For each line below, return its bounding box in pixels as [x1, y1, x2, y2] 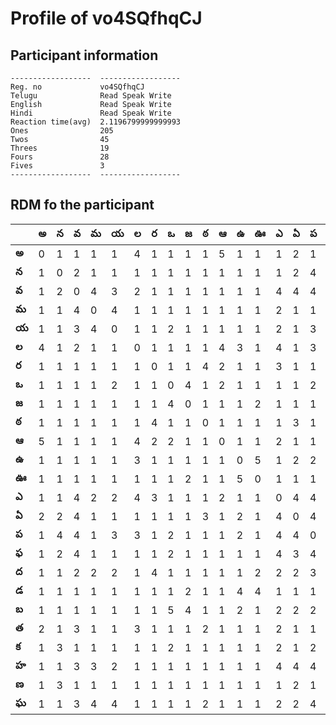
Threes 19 [10, 143, 110, 153]
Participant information [10, 47, 159, 64]
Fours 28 [10, 152, 110, 162]
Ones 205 [10, 126, 114, 136]
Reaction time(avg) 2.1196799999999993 [10, 117, 182, 127]
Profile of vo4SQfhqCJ [10, 7, 203, 30]
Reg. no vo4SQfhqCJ [10, 82, 145, 92]
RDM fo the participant [10, 197, 155, 214]
